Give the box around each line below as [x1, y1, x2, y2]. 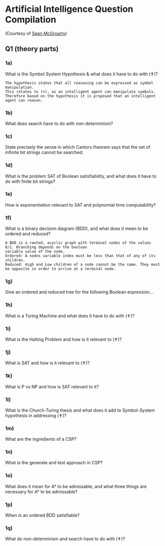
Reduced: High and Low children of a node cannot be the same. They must [5, 262, 161, 267]
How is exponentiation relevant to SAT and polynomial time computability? [5, 202, 156, 208]
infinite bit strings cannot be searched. [5, 150, 84, 156]
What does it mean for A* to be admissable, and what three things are [5, 483, 147, 489]
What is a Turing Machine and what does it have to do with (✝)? [5, 313, 135, 319]
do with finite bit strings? [5, 178, 55, 184]
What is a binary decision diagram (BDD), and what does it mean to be [5, 225, 148, 231]
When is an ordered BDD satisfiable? [5, 512, 80, 518]
